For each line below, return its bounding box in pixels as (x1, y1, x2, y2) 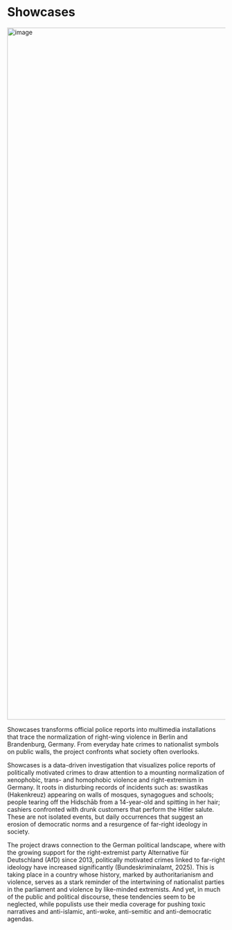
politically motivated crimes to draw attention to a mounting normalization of (7, 768, 225, 776)
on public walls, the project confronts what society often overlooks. (7, 747, 199, 756)
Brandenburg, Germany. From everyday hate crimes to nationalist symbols (7, 740, 220, 748)
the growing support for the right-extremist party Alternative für (7, 848, 189, 856)
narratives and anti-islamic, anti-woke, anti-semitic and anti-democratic (7, 907, 212, 915)
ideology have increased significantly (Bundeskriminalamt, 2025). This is (7, 863, 215, 871)
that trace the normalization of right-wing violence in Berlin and (7, 733, 188, 741)
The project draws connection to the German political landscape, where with (7, 840, 226, 849)
